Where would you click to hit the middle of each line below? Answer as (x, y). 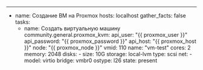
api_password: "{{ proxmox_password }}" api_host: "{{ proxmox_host (110, 41)
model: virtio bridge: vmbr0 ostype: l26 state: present (91, 60)
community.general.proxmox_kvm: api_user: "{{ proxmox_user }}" (106, 35)
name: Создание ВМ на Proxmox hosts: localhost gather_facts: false (100, 15)
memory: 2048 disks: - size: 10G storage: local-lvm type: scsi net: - (108, 54)
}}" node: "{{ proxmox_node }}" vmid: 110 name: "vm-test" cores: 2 (108, 48)
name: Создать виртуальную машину (72, 28)
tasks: (22, 22)
